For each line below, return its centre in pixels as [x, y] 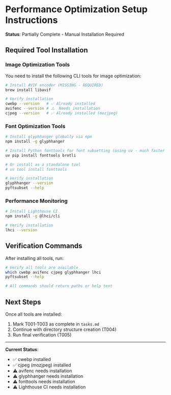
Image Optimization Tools [38, 65]
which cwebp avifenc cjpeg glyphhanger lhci [53, 272]
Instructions [32, 20]
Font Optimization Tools [35, 126]
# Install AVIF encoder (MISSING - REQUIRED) [54, 85]
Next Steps [23, 302]
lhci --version [21, 230]
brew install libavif [28, 90]
